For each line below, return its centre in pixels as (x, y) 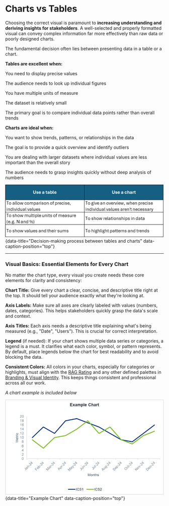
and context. (18, 316)
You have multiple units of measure (42, 93)
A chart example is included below (41, 393)
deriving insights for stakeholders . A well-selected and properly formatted (83, 28)
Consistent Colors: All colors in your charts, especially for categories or (80, 367)
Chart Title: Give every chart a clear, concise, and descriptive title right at (82, 290)
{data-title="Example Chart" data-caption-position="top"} (65, 498)
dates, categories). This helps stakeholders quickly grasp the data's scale (82, 311)
